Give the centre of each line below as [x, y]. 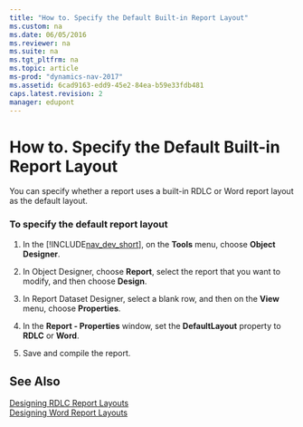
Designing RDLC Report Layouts [69, 403]
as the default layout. [49, 201]
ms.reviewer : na [40, 43]
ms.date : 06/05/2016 [48, 34]
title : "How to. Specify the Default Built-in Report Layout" [129, 18]
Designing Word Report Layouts [69, 412]
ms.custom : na [36, 26]
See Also [35, 381]
